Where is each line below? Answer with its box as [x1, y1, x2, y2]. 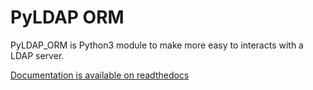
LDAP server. [10, 49, 65, 61]
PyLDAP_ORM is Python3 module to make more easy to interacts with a [10, 39, 304, 51]
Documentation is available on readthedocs [10, 69, 190, 81]
